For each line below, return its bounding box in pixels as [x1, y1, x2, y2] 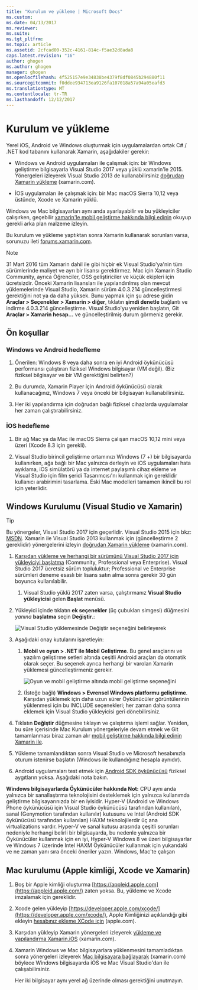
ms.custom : [6, 14, 33, 20]
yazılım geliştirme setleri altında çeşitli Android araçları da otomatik [23, 654, 187, 661]
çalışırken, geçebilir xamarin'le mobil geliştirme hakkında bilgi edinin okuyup [6, 213, 191, 220]
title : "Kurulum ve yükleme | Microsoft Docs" [6, 8, 123, 15]
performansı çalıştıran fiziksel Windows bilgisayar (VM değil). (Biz [14, 365, 175, 372]
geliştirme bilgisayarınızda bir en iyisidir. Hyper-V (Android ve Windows [6, 798, 179, 805]
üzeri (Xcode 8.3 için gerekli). [14, 442, 87, 449]
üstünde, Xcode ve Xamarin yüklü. [14, 196, 99, 203]
